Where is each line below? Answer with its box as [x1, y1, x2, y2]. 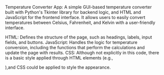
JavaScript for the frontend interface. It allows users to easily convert [5, 15, 146, 20]
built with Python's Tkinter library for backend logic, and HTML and [5, 9, 141, 15]
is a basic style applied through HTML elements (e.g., [5, 55, 113, 60]
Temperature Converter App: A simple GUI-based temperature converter [5, 4, 152, 10]
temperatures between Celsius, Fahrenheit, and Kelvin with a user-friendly [5, 19, 156, 25]
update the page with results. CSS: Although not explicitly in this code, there [5, 50, 160, 56]
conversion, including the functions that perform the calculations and [5, 45, 145, 50]
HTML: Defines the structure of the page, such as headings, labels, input [5, 34, 152, 40]
